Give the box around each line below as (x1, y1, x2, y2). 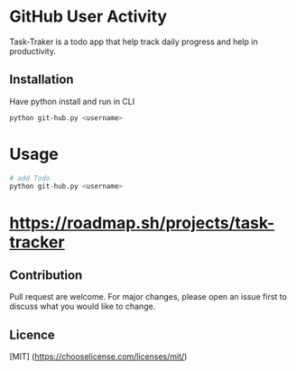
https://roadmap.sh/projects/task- (9, 212, 275, 233)
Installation (9, 72, 74, 88)
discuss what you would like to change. (9, 301, 156, 312)
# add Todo (9, 173, 51, 182)
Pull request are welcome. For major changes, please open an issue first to (9, 292, 287, 302)
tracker (9, 232, 65, 252)
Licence (9, 327, 56, 342)
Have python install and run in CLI (9, 96, 135, 107)
